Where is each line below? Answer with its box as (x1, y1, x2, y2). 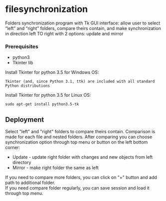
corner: (5, 145, 20, 151)
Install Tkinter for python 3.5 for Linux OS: (5, 92, 91, 98)
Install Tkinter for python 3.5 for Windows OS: (5, 69, 99, 75)
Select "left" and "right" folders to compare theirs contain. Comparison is (5, 129, 156, 135)
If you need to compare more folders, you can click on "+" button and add (5, 175, 157, 181)
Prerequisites (5, 43, 38, 50)
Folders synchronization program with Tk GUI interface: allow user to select (5, 20, 161, 26)
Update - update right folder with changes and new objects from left (12, 154, 153, 160)
